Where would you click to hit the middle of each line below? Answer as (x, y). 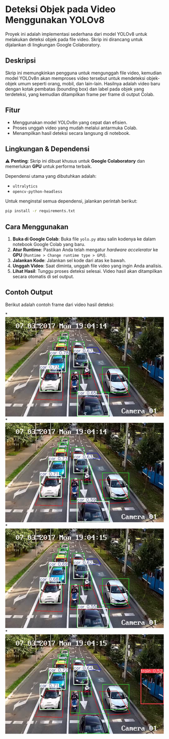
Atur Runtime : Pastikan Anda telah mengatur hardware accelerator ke (85, 250)
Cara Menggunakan (37, 227)
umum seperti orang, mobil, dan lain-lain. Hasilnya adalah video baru (89, 83)
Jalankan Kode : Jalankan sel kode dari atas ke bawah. (69, 261)
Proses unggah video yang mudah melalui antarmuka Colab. (75, 128)
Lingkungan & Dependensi (47, 149)
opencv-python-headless (37, 192)
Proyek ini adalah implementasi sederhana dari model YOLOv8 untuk (76, 34)
